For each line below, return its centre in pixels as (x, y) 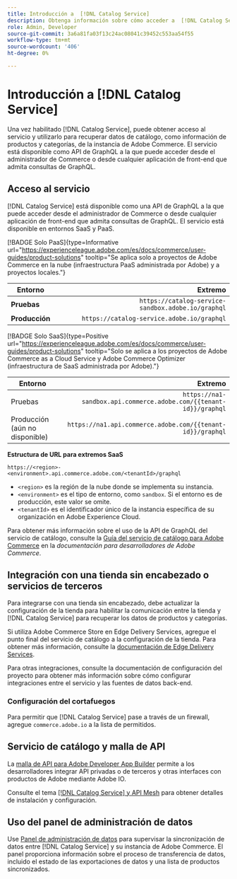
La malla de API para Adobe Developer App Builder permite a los (101, 764)
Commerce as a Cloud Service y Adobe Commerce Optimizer (96, 359)
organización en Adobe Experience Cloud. (79, 516)
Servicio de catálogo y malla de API (86, 747)
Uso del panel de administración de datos (100, 822)
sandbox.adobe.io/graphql (183, 308)
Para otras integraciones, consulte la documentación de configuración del (115, 668)
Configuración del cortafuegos (61, 702)
